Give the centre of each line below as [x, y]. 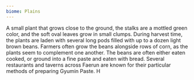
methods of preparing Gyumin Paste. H [53, 71]
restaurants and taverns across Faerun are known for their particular [89, 65]
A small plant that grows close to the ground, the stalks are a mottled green [97, 28]
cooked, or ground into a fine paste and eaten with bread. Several [85, 59]
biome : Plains [23, 11]
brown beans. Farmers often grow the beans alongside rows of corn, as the [97, 46]
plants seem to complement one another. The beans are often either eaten [96, 52]
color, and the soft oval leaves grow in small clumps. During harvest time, [94, 34]
